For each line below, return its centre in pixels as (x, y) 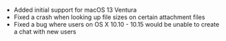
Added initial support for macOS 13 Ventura (75, 10)
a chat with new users (45, 31)
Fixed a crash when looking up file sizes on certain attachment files (109, 17)
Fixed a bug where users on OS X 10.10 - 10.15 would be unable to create (116, 24)
